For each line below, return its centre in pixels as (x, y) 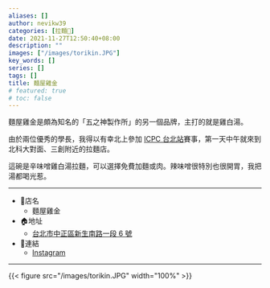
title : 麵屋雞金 (33, 83)
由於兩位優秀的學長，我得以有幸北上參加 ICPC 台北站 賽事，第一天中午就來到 (135, 139)
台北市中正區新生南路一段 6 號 (82, 233)
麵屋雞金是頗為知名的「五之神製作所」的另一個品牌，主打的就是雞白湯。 (128, 122)
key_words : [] (32, 61)
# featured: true (37, 91)
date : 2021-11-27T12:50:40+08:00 (64, 38)
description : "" (35, 46)
